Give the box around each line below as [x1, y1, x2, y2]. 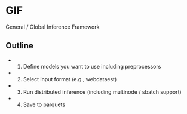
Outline [5, 41, 33, 51]
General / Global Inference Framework [5, 23, 100, 30]
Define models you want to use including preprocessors [23, 63, 161, 70]
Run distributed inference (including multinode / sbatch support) [23, 88, 182, 95]
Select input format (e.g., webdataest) [23, 75, 117, 82]
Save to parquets [23, 101, 66, 108]
